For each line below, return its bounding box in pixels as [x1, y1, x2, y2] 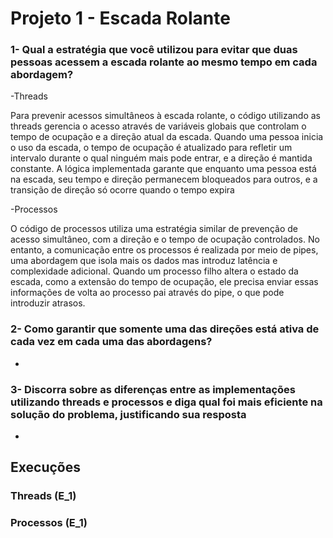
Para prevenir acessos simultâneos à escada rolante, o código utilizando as [10, 110, 322, 122]
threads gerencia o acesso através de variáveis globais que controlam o [10, 120, 307, 132]
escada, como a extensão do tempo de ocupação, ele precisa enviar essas [10, 276, 319, 288]
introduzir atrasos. [10, 297, 86, 309]
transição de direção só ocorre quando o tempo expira [10, 184, 235, 196]
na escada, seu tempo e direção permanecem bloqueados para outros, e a [10, 173, 318, 186]
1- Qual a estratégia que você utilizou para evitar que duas [10, 43, 298, 57]
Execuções [10, 459, 81, 476]
